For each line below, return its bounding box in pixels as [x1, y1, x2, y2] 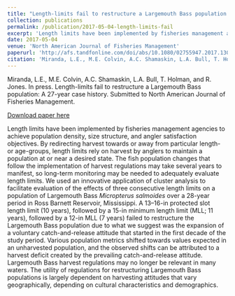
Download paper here [7, 111, 70, 119]
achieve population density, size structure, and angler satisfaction [7, 132, 197, 140]
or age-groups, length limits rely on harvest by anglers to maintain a [7, 146, 203, 155]
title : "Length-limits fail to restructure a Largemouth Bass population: [7, 10, 230, 17]
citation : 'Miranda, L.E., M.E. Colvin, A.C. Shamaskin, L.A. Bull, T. [7, 56, 220, 63]
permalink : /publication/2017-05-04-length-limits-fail [7, 23, 173, 30]
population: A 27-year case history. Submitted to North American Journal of [7, 90, 226, 98]
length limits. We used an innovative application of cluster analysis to [7, 176, 206, 185]
